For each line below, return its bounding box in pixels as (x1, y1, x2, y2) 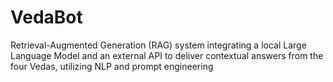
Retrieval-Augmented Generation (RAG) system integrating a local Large (10, 39, 307, 51)
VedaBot (10, 6, 83, 29)
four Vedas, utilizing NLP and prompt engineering (10, 60, 214, 72)
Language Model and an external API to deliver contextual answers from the (10, 49, 324, 61)
